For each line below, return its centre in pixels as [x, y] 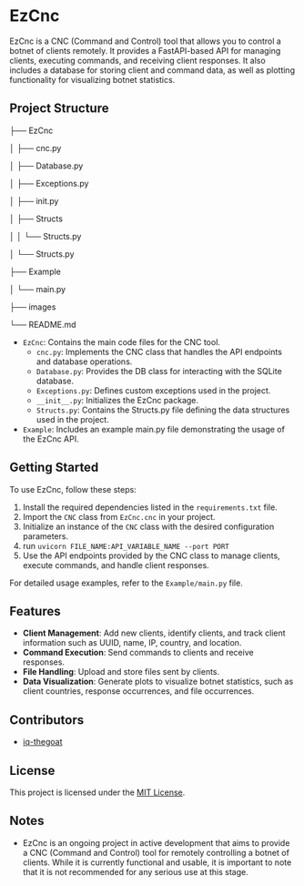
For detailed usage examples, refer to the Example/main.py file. [126, 583]
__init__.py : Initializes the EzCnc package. [117, 400]
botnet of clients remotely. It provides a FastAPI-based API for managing [145, 50]
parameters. [46, 536]
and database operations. [84, 362]
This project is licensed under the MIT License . [97, 792]
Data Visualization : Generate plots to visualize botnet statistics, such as [158, 682]
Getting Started [54, 468]
